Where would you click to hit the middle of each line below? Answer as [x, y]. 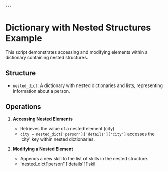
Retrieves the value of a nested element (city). [68, 128]
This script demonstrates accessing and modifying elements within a [76, 52]
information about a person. [41, 91]
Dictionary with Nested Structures [78, 28]
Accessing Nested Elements [43, 119]
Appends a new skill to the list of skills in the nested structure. [84, 158]
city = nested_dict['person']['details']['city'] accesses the [87, 134]
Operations [23, 107]
